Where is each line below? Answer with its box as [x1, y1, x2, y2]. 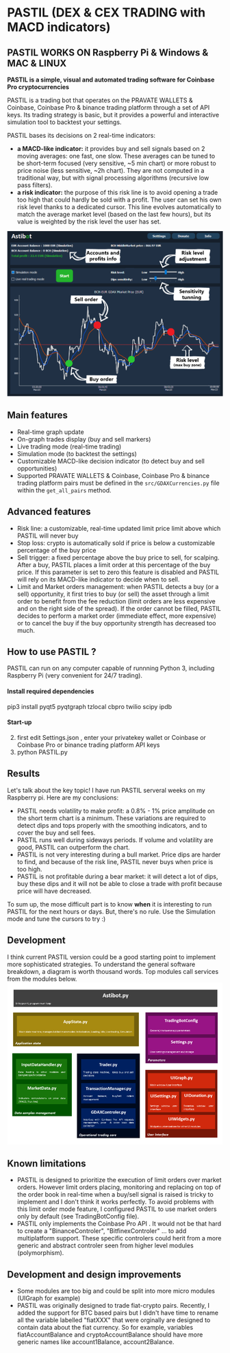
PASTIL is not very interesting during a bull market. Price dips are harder [16, 850, 221, 859]
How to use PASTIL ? [7, 646, 97, 658]
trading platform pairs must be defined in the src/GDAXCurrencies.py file [16, 479, 220, 487]
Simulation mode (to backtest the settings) [16, 449, 137, 457]
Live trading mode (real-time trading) [16, 442, 122, 451]
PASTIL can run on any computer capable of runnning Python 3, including [7, 664, 215, 673]
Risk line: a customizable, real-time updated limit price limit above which [16, 524, 221, 532]
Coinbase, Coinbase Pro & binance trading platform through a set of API [7, 104, 210, 111]
